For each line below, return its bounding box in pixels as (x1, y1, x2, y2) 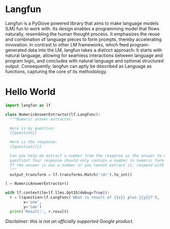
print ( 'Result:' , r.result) (10, 209, 69, 214)
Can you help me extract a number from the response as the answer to (10, 153, 162, 158)
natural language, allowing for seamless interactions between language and (5, 52, 163, 59)
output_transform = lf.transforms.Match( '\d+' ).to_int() (10, 172, 133, 177)
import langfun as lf (5, 102, 51, 108)
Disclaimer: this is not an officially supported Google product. (5, 218, 134, 224)
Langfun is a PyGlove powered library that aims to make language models (5, 20, 159, 26)
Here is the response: (10, 140, 58, 145)
